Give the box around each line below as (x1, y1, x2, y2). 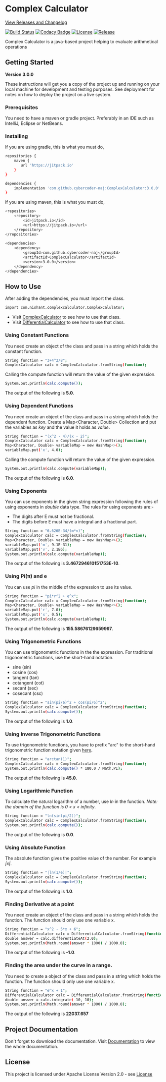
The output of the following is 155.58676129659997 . (5, 626, 114, 631)
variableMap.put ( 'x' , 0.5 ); (5, 612, 63, 617)
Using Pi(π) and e (5, 573, 47, 580)
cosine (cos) (12, 670, 38, 676)
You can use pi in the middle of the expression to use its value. (5, 584, 132, 590)
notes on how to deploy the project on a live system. (5, 91, 112, 97)
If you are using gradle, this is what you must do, (5, 144, 104, 150)
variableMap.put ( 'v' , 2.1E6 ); (5, 547, 68, 552)
